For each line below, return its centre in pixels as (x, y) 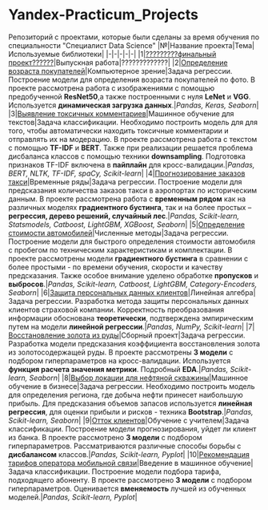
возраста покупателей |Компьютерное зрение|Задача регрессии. (120, 71)
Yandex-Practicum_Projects (103, 15)
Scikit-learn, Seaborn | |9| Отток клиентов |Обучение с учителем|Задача (129, 420)
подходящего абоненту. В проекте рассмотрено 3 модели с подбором (130, 480)
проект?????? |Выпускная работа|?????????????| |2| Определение (118, 63)
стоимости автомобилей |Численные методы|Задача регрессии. (119, 233)
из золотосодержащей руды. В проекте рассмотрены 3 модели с (121, 352)
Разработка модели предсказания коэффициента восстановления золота (134, 343)
